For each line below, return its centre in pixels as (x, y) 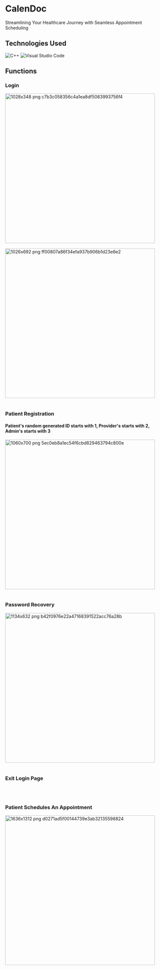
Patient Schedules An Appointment (49, 807)
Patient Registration (30, 414)
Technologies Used (36, 44)
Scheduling (17, 27)
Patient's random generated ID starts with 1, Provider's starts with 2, (78, 426)
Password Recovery (30, 605)
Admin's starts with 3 (28, 431)
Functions (21, 71)
